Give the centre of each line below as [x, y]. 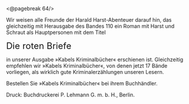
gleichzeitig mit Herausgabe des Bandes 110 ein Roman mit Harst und [90, 26]
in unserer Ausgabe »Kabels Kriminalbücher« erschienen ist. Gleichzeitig [95, 59]
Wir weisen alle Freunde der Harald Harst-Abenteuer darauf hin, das [89, 20]
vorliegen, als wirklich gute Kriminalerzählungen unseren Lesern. [85, 72]
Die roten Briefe [39, 46]
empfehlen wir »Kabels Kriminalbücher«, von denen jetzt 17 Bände [87, 66]
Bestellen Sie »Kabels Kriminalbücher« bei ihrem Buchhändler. [82, 83]
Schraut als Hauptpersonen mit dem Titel [56, 32]
